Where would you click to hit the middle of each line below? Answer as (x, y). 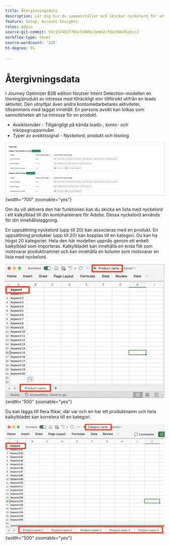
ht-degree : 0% (20, 48)
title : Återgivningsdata (31, 11)
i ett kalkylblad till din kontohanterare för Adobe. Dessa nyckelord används (83, 215)
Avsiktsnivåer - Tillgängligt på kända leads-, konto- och (70, 125)
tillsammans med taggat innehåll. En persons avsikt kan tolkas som (75, 110)
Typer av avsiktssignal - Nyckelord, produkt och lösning (71, 135)
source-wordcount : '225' (31, 43)
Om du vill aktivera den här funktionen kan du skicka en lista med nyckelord (84, 209)
